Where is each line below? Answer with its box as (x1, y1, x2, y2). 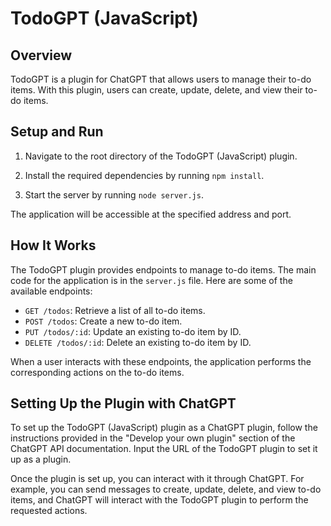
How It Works (10, 237, 97, 254)
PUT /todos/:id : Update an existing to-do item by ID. (24, 325, 242, 337)
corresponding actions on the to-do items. (10, 366, 185, 378)
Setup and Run (10, 123, 104, 141)
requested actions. (10, 505, 88, 517)
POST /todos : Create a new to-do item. (24, 315, 183, 327)
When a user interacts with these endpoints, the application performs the (10, 355, 312, 367)
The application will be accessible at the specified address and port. (10, 208, 292, 220)
